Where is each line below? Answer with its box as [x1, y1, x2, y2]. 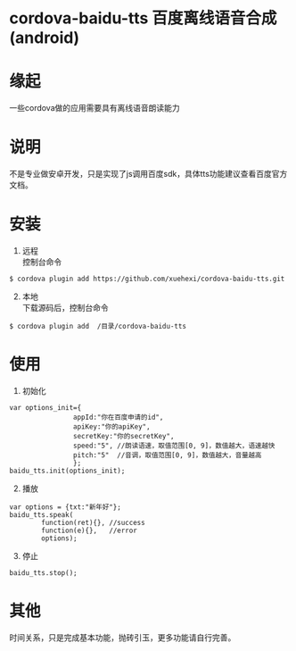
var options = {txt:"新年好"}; [9, 502, 122, 512]
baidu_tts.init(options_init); [9, 466, 126, 475]
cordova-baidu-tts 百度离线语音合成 [9, 8, 277, 29]
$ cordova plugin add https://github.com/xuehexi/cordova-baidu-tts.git [9, 274, 285, 283]
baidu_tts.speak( [9, 510, 74, 519]
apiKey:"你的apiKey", [72, 421, 151, 431]
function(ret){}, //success [41, 518, 145, 527]
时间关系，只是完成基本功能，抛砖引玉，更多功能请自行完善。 [9, 631, 236, 643]
